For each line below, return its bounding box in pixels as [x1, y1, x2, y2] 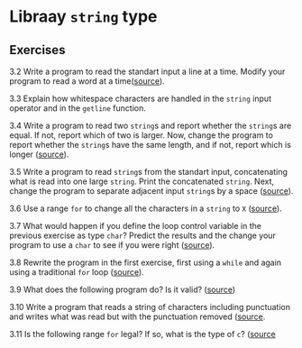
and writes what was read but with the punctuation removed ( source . [9, 311, 266, 322]
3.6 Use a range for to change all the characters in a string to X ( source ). [9, 203, 282, 214]
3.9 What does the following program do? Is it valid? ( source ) [9, 284, 236, 295]
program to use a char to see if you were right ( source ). [9, 240, 215, 250]
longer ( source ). [9, 149, 69, 160]
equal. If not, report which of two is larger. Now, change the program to [9, 130, 273, 141]
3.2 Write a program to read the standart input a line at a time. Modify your [9, 66, 286, 77]
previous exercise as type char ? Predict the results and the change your [9, 230, 277, 241]
